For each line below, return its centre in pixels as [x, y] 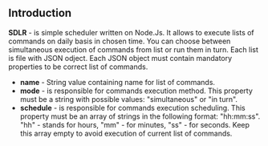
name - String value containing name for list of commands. [117, 82]
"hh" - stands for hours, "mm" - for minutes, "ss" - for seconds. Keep [135, 124]
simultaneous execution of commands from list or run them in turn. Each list [134, 49]
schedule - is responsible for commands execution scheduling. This [133, 107]
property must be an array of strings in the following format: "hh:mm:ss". [140, 116]
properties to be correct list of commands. [78, 67]
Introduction [40, 13]
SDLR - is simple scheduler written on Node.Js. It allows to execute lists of [131, 32]
